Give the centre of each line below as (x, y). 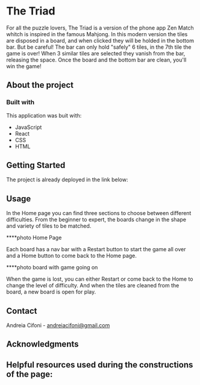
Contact (22, 311)
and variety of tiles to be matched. (49, 226)
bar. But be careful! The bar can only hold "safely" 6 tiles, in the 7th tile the (99, 47)
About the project (40, 85)
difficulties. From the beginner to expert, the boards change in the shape (96, 220)
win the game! (24, 66)
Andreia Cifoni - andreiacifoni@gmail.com (58, 325)
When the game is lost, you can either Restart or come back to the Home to (100, 279)
